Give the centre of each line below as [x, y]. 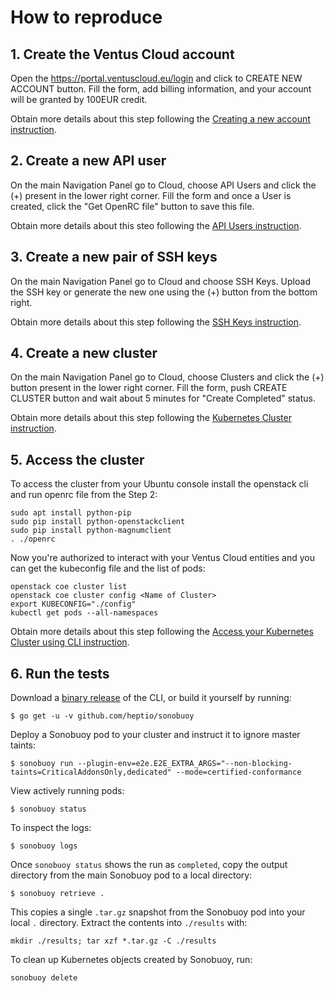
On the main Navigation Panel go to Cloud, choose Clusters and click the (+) [167, 377]
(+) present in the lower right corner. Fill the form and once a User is [151, 195]
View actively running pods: [67, 791]
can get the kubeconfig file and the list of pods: [108, 568]
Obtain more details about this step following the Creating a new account [160, 119]
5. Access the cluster [77, 459]
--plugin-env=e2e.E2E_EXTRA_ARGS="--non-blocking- [185, 764]
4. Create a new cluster [84, 353]
